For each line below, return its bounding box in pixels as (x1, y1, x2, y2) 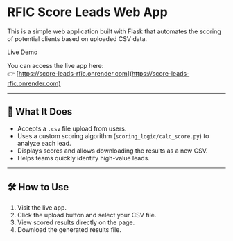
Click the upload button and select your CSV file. (17, 210, 157, 219)
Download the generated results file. (17, 225, 121, 233)
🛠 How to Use (7, 181, 69, 193)
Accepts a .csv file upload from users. (17, 124, 127, 133)
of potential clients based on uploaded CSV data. (7, 34, 148, 42)
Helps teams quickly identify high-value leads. (17, 153, 150, 162)
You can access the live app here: (7, 61, 104, 69)
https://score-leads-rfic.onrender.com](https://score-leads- (18, 69, 190, 77)
